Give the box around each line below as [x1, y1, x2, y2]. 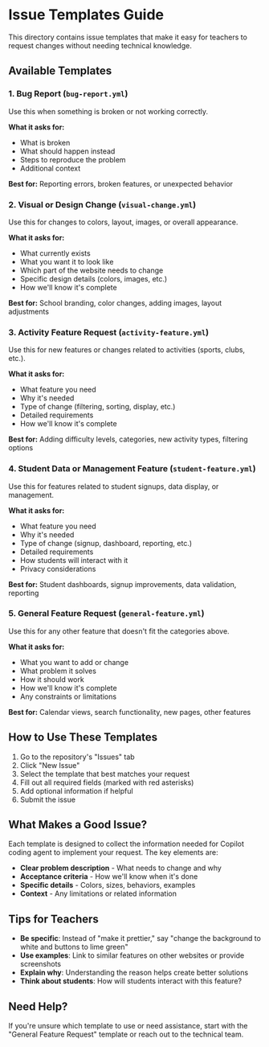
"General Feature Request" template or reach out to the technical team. [8, 1029, 244, 1039]
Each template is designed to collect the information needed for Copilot [8, 839, 245, 849]
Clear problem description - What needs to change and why [19, 863, 222, 873]
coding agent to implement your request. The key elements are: [8, 848, 218, 857]
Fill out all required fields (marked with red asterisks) [19, 778, 194, 787]
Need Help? [8, 1000, 68, 1013]
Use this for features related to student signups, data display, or [8, 481, 219, 491]
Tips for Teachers [8, 912, 99, 926]
